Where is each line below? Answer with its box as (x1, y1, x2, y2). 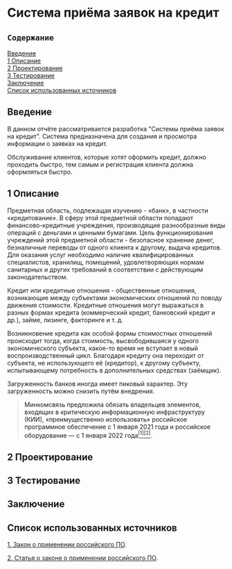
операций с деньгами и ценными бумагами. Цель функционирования (7, 228, 213, 237)
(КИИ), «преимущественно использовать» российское (24, 415, 188, 423)
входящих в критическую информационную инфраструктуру (24, 408, 206, 416)
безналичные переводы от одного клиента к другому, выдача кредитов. (7, 243, 222, 251)
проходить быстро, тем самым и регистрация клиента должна (7, 160, 194, 168)
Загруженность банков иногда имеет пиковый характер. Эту (7, 379, 188, 388)
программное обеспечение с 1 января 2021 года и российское (24, 422, 211, 431)
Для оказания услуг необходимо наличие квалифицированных (7, 250, 194, 258)
